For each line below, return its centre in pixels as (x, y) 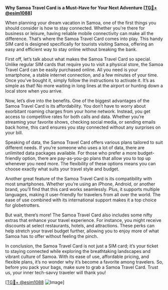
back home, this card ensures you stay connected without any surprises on (83, 127)
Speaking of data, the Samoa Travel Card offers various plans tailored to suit (84, 142)
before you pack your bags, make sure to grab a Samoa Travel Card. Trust (82, 267)
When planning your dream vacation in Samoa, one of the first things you (81, 23)
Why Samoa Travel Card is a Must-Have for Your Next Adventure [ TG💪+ (81, 8)
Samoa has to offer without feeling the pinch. (52, 236)
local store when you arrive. (34, 91)
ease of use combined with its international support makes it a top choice (81, 200)
